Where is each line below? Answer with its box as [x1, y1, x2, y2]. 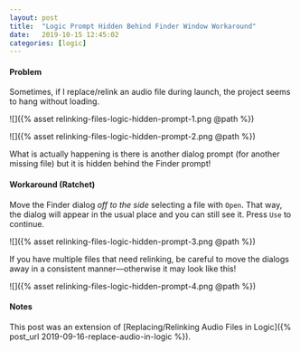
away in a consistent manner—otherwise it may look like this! [9, 263, 237, 274]
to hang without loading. [9, 96, 100, 107]
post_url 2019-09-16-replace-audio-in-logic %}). [9, 331, 192, 342]
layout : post [9, 13, 59, 23]
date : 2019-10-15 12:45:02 [9, 30, 119, 39]
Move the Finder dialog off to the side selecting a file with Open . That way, [9, 199, 283, 210]
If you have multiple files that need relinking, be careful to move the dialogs [9, 253, 289, 264]
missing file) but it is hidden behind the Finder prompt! [9, 158, 211, 169]
